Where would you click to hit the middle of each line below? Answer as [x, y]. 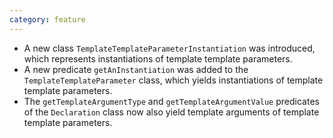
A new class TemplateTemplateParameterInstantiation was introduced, [169, 48]
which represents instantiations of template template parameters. [158, 58]
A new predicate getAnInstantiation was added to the [136, 69]
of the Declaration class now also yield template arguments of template [171, 112]
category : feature [47, 19]
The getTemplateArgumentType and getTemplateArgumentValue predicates [171, 101]
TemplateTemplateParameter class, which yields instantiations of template [173, 80]
